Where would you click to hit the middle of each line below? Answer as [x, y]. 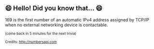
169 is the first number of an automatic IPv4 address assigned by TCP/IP [77, 20]
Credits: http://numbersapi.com [31, 42]
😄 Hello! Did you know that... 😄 [54, 8]
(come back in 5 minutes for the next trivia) [41, 33]
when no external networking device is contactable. [56, 25]
